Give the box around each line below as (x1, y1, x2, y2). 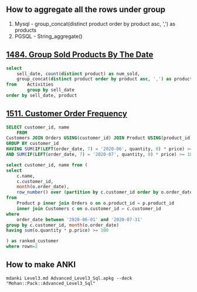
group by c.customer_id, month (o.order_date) (6, 222, 119, 228)
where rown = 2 (6, 243, 38, 250)
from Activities (6, 82, 54, 87)
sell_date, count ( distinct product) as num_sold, (16, 70, 141, 77)
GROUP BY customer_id (6, 141, 59, 147)
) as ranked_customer (6, 238, 59, 244)
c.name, (16, 173, 35, 179)
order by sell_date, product (6, 93, 77, 99)
